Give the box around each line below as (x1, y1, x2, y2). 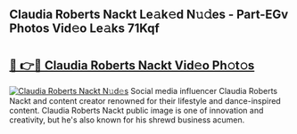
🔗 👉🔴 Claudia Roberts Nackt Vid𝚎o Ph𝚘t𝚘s (9, 58, 255, 73)
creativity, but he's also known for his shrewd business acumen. (9, 114, 245, 125)
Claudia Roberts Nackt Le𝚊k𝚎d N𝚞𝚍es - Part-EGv (9, 7, 289, 22)
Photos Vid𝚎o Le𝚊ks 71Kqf (9, 21, 161, 36)
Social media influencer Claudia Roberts (130, 86, 278, 96)
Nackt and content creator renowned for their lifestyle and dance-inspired (9, 96, 281, 106)
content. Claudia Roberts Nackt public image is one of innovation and (9, 106, 264, 115)
